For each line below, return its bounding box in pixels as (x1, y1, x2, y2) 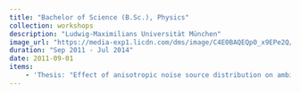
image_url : (9, 37, 50, 47)
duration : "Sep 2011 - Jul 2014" (9, 46, 134, 55)
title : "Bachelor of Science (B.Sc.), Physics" (9, 12, 190, 22)
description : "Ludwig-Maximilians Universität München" (9, 29, 221, 38)
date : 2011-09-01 (9, 54, 74, 63)
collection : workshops (9, 21, 94, 30)
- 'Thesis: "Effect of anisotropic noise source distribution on (25, 71, 274, 80)
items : (9, 63, 34, 72)
